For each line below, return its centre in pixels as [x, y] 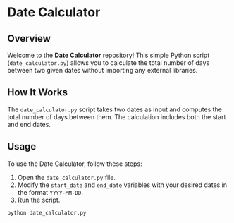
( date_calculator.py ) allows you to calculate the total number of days [109, 63]
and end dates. [29, 124]
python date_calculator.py [47, 212]
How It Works [38, 92]
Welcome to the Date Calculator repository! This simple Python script [109, 55]
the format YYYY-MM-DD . [50, 192]
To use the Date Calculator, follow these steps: [75, 164]
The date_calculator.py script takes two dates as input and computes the [115, 109]
